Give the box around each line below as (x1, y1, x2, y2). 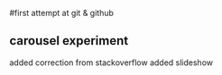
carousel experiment (9, 33, 129, 48)
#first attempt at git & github (9, 8, 115, 18)
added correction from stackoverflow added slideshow (9, 57, 214, 68)
